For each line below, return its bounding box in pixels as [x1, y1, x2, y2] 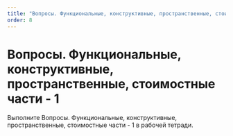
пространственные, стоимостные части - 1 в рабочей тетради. [7, 121, 194, 129]
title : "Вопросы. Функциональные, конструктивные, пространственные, [7, 10, 213, 17]
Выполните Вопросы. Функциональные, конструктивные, [7, 114, 178, 122]
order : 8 [7, 17, 33, 24]
